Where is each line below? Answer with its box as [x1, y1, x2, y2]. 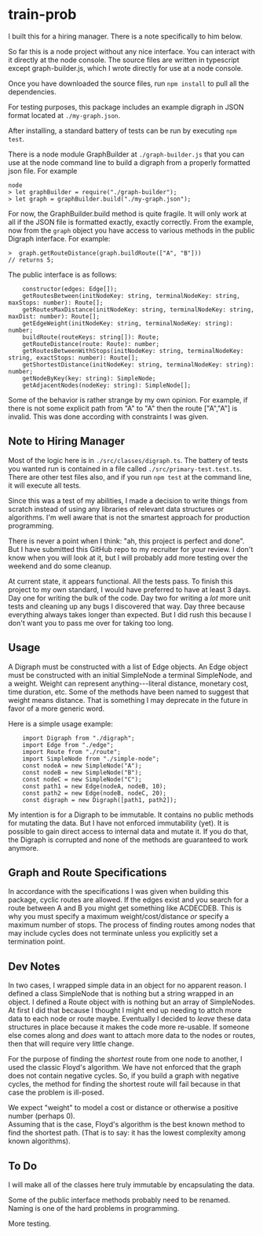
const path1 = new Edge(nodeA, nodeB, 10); [22, 782, 167, 790]
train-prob [8, 6, 77, 24]
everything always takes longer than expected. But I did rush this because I [8, 609, 251, 619]
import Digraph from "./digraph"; [22, 734, 135, 742]
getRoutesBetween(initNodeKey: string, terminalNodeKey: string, [22, 292, 241, 300]
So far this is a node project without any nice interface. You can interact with [8, 46, 255, 56]
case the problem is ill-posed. [8, 1087, 104, 1098]
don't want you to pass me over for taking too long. [8, 618, 174, 627]
